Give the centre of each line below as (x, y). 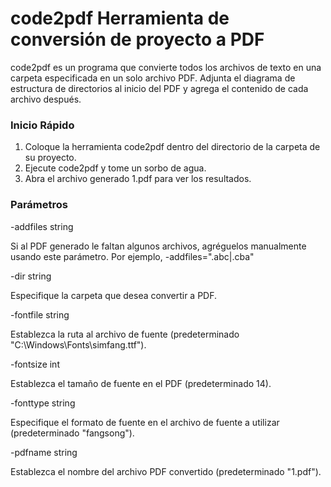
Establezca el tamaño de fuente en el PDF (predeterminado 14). (141, 383)
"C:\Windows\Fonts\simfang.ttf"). (78, 344)
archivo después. (46, 99)
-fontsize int (35, 364)
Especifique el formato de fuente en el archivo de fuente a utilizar (145, 422)
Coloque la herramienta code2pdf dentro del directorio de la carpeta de (172, 147)
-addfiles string (42, 226)
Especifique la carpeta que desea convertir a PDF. (114, 295)
